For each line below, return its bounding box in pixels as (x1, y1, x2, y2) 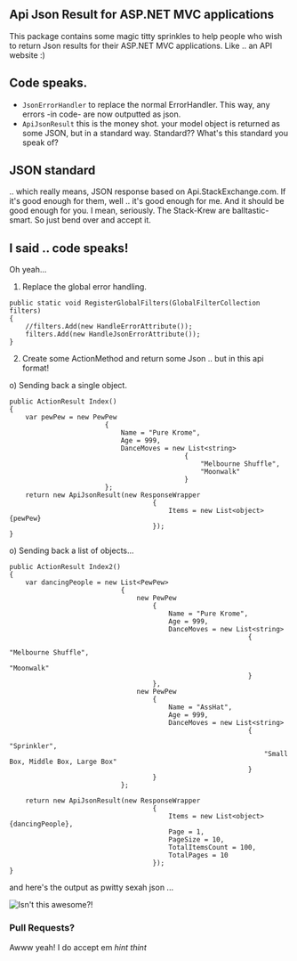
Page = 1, (168, 827, 205, 836)
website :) (9, 49, 46, 61)
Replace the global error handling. (21, 281, 147, 292)
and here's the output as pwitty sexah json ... (9, 882, 174, 893)
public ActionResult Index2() (9, 563, 122, 572)
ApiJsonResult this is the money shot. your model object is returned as (21, 118, 280, 128)
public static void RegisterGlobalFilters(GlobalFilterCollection (9, 298, 261, 308)
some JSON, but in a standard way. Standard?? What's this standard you (21, 127, 289, 138)
